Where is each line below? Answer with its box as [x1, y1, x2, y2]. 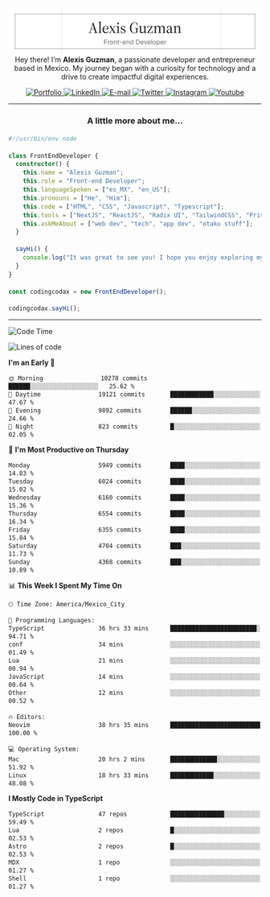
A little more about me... [87, 115, 183, 126]
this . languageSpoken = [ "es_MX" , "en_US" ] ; [22, 186, 171, 194]
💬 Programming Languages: [8, 617, 95, 625]
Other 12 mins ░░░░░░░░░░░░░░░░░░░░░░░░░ [8, 689, 261, 697]
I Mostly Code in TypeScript [8, 794, 103, 804]
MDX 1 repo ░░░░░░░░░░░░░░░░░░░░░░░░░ [8, 858, 261, 867]
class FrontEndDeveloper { [8, 151, 99, 159]
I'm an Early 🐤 [8, 358, 55, 368]
